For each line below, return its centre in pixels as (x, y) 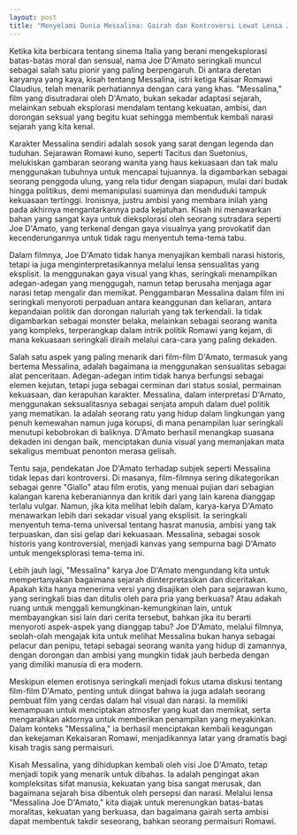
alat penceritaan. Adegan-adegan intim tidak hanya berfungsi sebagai (136, 375)
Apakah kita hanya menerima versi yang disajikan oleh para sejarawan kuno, (148, 589)
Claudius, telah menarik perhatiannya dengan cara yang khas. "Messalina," (146, 89)
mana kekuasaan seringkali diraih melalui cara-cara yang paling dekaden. (143, 339)
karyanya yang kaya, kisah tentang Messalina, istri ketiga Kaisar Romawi (141, 79)
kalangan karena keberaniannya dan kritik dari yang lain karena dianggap (142, 496)
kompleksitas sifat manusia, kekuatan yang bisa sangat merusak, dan (135, 783)
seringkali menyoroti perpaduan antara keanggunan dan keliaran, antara (141, 301)
